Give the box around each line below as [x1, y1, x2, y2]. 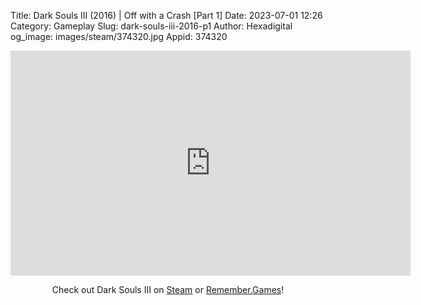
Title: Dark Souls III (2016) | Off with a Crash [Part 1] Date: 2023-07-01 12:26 [10, 10, 323, 21]
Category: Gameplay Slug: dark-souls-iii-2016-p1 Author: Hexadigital [10, 20, 293, 32]
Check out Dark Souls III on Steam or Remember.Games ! [51, 284, 285, 295]
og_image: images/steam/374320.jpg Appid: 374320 [10, 31, 228, 42]
